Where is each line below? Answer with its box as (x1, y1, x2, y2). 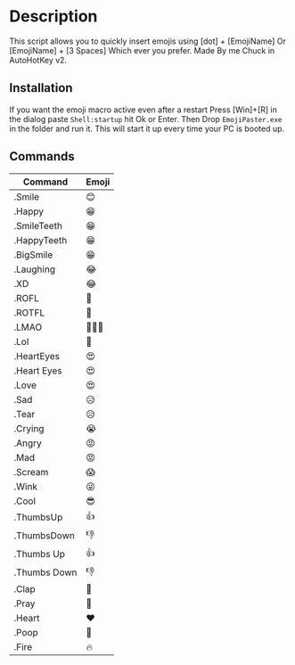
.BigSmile (13, 248, 53, 260)
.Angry (13, 437, 42, 449)
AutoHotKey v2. (9, 54, 68, 65)
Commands (9, 149, 76, 164)
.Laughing (13, 263, 56, 275)
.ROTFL (13, 306, 45, 318)
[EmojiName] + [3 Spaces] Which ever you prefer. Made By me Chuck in (9, 45, 275, 55)
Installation (9, 80, 73, 95)
